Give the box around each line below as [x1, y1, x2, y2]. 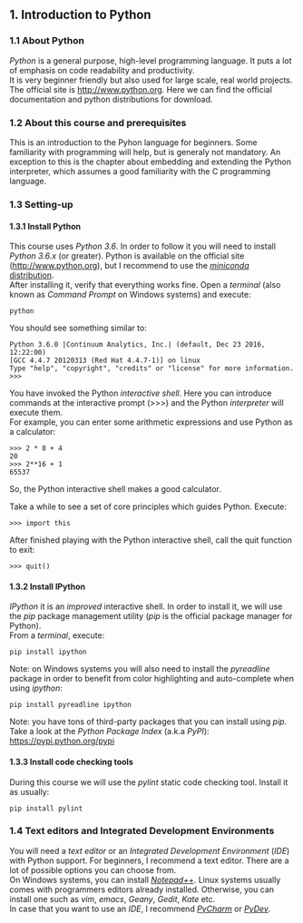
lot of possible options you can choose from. [9, 864, 177, 875]
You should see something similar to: [9, 322, 147, 334]
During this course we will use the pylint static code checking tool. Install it [9, 776, 288, 788]
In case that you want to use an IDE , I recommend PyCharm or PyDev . [9, 903, 271, 914]
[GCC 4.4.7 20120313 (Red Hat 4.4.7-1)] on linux [9, 356, 201, 366]
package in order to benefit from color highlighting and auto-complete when [9, 673, 295, 684]
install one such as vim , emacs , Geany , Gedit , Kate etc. [9, 893, 216, 904]
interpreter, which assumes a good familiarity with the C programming [9, 165, 271, 176]
